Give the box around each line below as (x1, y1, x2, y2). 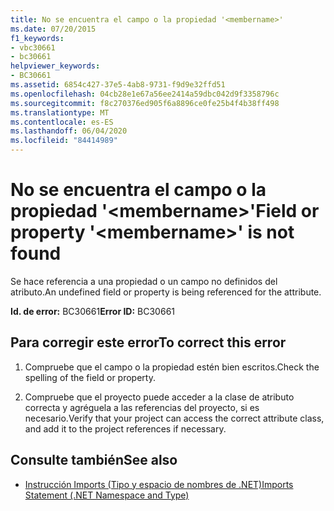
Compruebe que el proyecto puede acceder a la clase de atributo (24, 391, 295, 403)
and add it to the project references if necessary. (24, 422, 227, 435)
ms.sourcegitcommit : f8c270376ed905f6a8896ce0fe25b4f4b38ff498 (10, 98, 280, 108)
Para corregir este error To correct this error (10, 334, 287, 351)
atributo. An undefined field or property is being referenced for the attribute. (10, 286, 322, 298)
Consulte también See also (10, 452, 178, 469)
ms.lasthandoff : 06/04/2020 (10, 126, 128, 136)
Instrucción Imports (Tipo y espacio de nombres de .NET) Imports (24, 478, 294, 490)
